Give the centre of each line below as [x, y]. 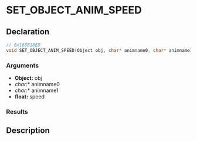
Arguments [23, 65]
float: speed [30, 97]
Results [17, 111]
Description [28, 131]
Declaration [28, 32]
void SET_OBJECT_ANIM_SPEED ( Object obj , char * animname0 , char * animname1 [99, 50]
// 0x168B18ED [23, 45]
